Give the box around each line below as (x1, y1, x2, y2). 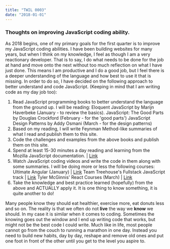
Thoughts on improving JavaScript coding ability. (5, 29, 130, 36)
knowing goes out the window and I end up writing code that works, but (5, 216, 156, 222)
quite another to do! (12, 190, 54, 196)
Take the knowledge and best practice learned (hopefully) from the (12, 180, 153, 186)
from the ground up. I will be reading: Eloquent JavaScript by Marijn (12, 104, 154, 110)
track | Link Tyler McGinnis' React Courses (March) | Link (12, 174, 133, 180)
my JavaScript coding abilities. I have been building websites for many (5, 46, 153, 52)
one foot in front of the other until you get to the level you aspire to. (5, 238, 146, 244)
